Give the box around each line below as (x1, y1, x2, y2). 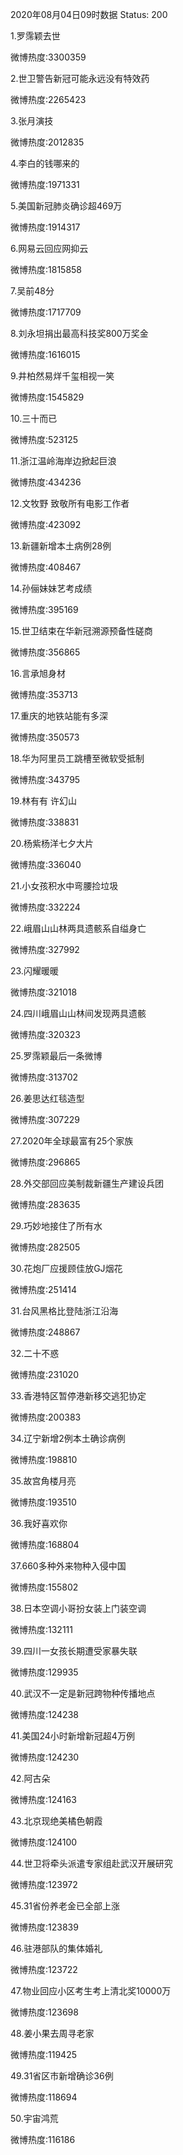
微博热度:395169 (10, 604, 79, 615)
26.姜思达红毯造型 (10, 1093, 85, 1104)
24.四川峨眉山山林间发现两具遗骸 (10, 1008, 147, 1019)
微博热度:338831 (10, 816, 79, 828)
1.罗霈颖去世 (10, 30, 61, 42)
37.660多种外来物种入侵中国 (10, 1560, 127, 1572)
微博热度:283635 (10, 1199, 81, 1210)
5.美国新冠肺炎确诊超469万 (10, 200, 123, 212)
